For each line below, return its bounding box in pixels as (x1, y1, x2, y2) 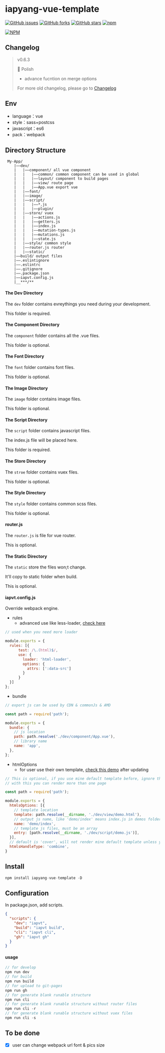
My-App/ (7, 159, 23, 164)
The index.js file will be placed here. (5, 437, 78, 443)
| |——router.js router (14, 245, 65, 250)
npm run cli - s (5, 1016, 36, 1021)
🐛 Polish (17, 66, 34, 72)
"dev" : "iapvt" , (14, 921, 48, 926)
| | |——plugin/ (14, 207, 54, 211)
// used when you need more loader (5, 630, 78, 635)
